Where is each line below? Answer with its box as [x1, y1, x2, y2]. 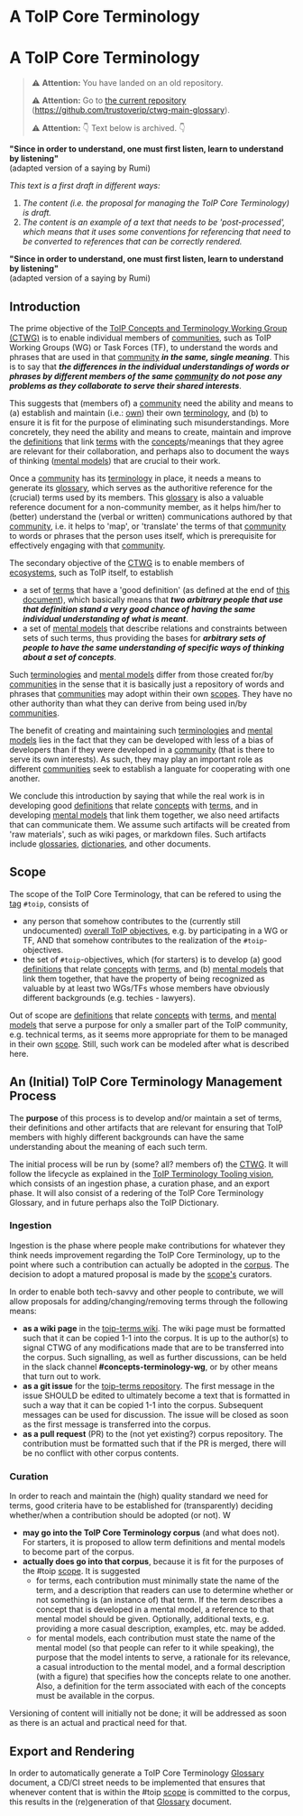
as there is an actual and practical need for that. [9, 1718, 188, 1728]
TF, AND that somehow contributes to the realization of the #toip [22, 934, 264, 945]
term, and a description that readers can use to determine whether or [35, 1585, 294, 1596]
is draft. [22, 208, 52, 218]
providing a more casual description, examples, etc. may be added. [35, 1623, 286, 1635]
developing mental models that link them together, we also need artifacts [9, 810, 280, 820]
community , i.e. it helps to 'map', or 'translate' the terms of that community [9, 521, 287, 532]
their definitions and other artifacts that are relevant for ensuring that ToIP [9, 1122, 284, 1133]
